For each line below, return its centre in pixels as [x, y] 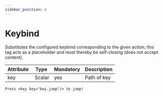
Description [99, 69]
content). [14, 57]
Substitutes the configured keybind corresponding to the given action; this [80, 47]
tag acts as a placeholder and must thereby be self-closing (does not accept [82, 52]
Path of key [98, 77]
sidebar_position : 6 [26, 9]
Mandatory [67, 69]
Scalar [42, 77]
